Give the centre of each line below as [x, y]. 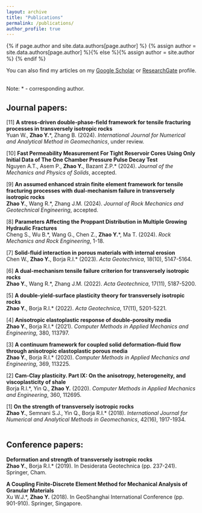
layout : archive [27, 12]
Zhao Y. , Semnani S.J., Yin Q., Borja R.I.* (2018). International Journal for [97, 413]
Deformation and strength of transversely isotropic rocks [79, 459]
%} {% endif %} [26, 59]
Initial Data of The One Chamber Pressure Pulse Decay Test [82, 160]
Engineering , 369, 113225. [38, 364]
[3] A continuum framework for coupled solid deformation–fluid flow [94, 345]
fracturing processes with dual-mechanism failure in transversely [90, 191]
